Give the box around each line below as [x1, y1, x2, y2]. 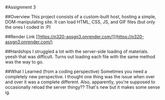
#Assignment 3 [5, 4, 36, 10]
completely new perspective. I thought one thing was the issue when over [5, 74, 155, 79]
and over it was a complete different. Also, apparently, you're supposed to [5, 79, 156, 85]
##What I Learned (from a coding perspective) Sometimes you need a [5, 68, 147, 74]
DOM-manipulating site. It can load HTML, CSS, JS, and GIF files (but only [5, 19, 155, 25]
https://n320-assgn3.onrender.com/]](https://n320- [39, 34, 144, 39]
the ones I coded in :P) [5, 24, 51, 30]
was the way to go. [5, 59, 44, 65]
